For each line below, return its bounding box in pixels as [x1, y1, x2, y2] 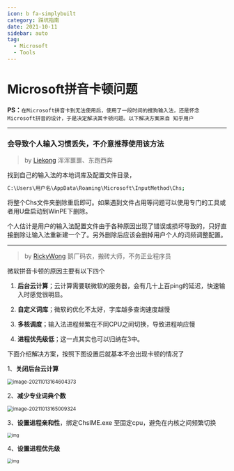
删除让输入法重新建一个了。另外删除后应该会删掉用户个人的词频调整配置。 [13, 230, 227, 239]
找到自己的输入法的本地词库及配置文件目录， [7, 171, 136, 179]
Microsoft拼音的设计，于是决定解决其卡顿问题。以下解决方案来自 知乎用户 [7, 114, 194, 122]
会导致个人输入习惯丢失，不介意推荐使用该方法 [7, 139, 164, 149]
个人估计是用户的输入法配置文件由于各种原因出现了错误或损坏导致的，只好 [7, 221, 221, 230]
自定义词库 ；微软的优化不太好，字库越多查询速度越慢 [17, 305, 171, 313]
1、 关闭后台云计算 [7, 364, 59, 373]
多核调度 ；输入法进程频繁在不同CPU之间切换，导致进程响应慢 [17, 320, 196, 328]
